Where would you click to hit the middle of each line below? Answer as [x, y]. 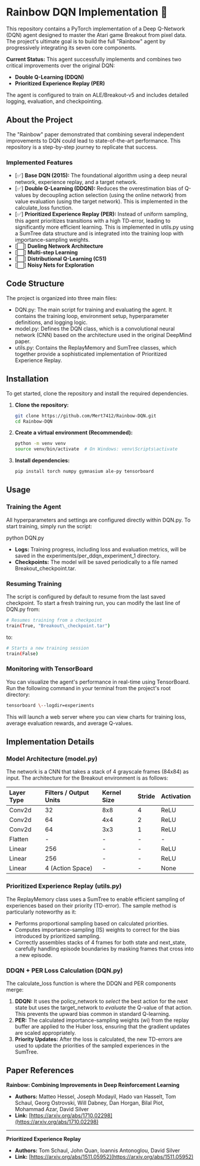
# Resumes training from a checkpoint [54, 621]
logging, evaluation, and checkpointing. [54, 101]
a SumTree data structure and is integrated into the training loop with [99, 233]
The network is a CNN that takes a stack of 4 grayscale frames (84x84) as [98, 772]
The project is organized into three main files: [62, 298]
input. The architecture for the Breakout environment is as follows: [87, 778]
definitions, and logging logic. [51, 322]
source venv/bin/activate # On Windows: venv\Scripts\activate [96, 449]
